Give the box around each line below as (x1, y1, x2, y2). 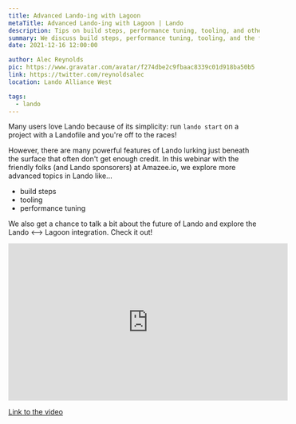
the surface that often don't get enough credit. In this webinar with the (8, 154, 239, 164)
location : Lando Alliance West (8, 77, 112, 86)
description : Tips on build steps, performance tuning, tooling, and (8, 26, 245, 34)
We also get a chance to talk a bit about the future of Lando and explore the (8, 219, 257, 228)
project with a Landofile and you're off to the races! (8, 130, 177, 140)
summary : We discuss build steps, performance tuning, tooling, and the (8, 34, 255, 42)
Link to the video (8, 407, 64, 417)
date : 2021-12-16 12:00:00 (8, 42, 98, 50)
